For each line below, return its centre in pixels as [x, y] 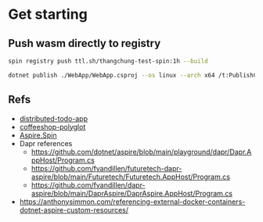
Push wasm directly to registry [85, 43]
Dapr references [46, 143]
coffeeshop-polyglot [52, 127]
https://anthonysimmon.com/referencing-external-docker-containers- [132, 202]
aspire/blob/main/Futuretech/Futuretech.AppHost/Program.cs [131, 177]
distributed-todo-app [54, 118]
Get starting [48, 14]
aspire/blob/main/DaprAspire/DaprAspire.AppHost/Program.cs [132, 193]
